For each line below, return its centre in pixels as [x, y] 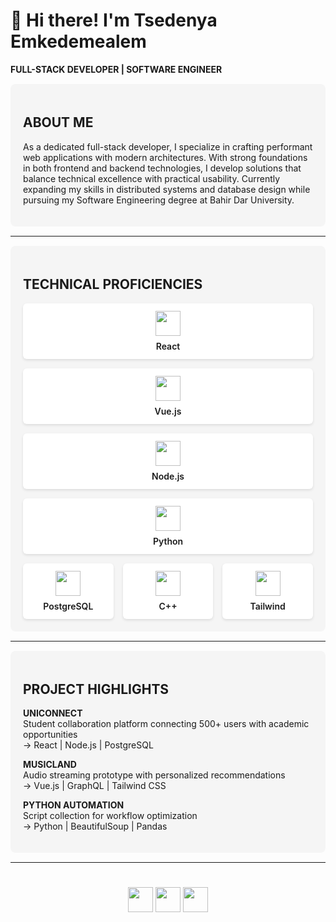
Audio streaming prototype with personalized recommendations [154, 775]
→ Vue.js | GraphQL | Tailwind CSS [95, 786]
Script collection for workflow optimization [110, 816]
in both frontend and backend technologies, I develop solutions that [162, 168]
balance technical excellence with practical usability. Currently [152, 178]
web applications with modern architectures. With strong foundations [165, 157]
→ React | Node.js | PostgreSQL [88, 745]
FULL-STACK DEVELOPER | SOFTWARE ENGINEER [116, 69]
